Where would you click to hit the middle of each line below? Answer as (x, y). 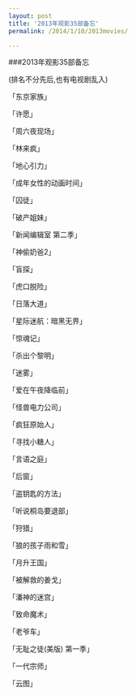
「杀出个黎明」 (33, 356)
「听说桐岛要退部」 (40, 511)
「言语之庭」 (30, 459)
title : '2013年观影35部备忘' (54, 24)
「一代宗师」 (30, 666)
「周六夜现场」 (33, 132)
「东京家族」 (30, 97)
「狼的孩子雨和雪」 (40, 546)
